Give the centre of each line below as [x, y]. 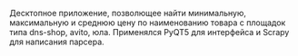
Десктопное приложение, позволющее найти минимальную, [128, 13]
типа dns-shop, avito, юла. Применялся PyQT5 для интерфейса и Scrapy [149, 32]
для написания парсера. [57, 42]
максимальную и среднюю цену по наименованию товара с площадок [148, 23]
